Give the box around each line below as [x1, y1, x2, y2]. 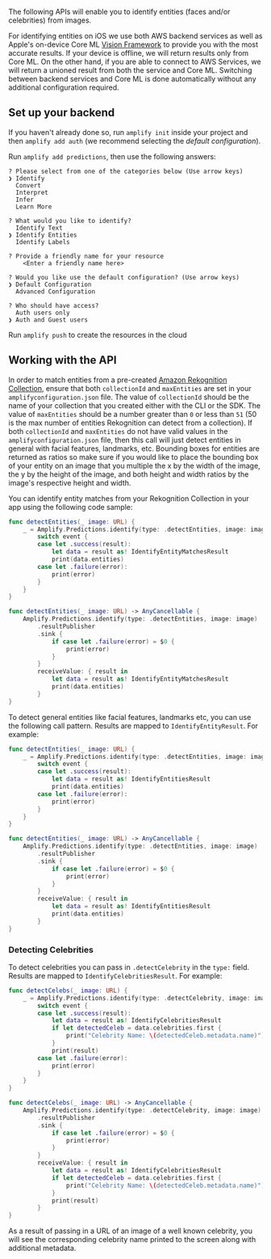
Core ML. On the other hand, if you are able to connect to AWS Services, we [8, 57, 261, 66]
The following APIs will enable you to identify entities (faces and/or [8, 7, 231, 16]
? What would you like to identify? [8, 217, 131, 225]
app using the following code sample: [8, 502, 133, 512]
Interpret [15, 188, 48, 196]
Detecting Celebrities [8, 944, 94, 955]
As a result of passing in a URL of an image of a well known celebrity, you [8, 1226, 252, 1236]
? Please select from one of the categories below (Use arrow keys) [8, 167, 244, 175]
